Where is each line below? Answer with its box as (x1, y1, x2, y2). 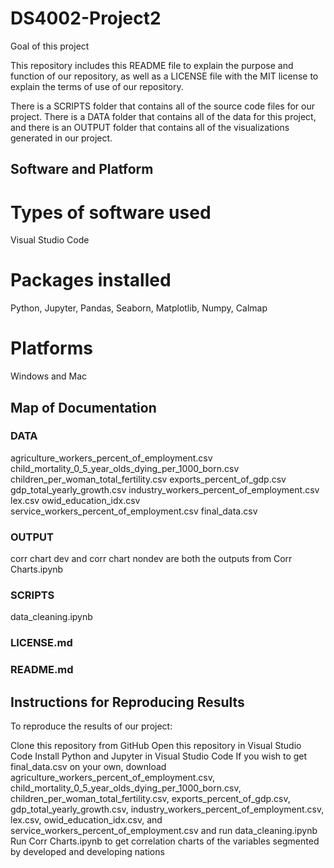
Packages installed (10, 269, 172, 292)
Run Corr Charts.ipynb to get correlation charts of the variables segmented (10, 835, 320, 847)
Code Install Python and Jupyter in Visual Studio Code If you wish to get (10, 750, 308, 762)
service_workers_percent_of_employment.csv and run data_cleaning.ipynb (10, 825, 318, 837)
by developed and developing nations (10, 846, 165, 858)
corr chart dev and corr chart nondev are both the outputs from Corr (10, 553, 293, 565)
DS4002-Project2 (10, 7, 162, 30)
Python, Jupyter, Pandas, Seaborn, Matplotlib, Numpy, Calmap (10, 302, 268, 314)
